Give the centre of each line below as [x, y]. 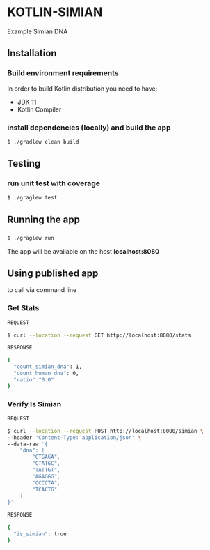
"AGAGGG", [46, 476]
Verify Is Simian [34, 404]
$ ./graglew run [31, 238]
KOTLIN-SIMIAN [55, 12]
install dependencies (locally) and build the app [89, 128]
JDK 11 [27, 102]
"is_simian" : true [40, 534]
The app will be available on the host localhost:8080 [83, 251]
